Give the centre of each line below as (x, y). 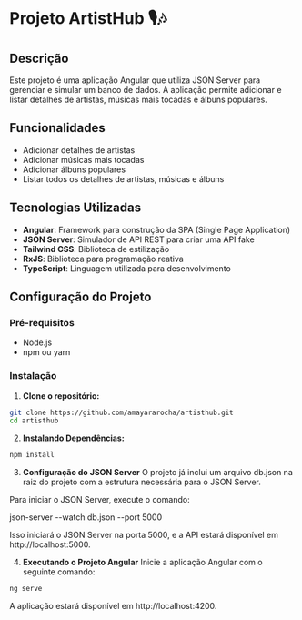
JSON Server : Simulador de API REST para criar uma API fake (138, 239)
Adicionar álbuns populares (74, 169)
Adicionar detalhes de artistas (79, 150)
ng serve (26, 589)
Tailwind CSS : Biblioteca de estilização (96, 249)
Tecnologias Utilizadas (75, 208)
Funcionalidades (58, 128)
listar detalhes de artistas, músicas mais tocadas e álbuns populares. (139, 99)
